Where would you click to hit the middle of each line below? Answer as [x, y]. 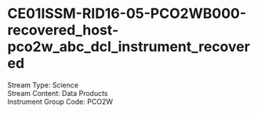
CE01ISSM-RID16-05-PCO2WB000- [127, 14]
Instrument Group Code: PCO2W [60, 102]
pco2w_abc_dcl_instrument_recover [129, 47]
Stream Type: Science [43, 85]
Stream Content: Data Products [58, 93]
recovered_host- [63, 30]
